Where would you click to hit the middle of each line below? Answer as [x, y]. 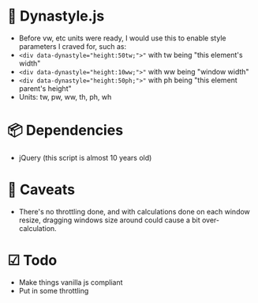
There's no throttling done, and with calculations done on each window [134, 211]
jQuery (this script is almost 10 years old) [85, 157]
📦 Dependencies [65, 131]
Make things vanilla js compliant [71, 282]
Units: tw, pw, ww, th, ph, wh [65, 97]
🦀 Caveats [41, 190]
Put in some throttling [54, 290]
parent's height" [45, 88]
